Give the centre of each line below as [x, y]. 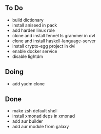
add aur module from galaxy [40, 127]
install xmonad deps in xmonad [43, 116]
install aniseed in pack [34, 25]
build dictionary [28, 20]
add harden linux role [33, 30]
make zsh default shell [35, 111]
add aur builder [27, 121]
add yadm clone [28, 83]
